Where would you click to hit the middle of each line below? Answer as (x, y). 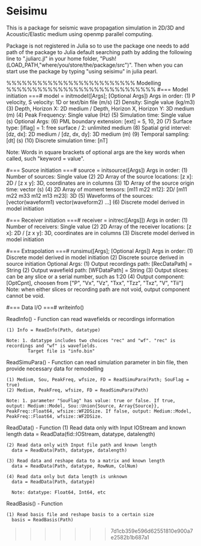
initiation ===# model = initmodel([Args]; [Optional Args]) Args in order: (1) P (101, 96)
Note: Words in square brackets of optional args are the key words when (96, 152)
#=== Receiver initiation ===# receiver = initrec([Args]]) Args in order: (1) (97, 220)
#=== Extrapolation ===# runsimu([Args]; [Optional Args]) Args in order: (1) (100, 251)
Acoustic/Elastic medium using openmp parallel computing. (79, 34)
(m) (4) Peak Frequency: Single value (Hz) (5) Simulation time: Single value (99, 115)
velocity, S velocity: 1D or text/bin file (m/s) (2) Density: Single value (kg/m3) (100, 102)
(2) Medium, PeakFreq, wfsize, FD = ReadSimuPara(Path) (77, 390)
